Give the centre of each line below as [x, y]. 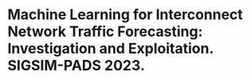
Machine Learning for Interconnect [125, 15]
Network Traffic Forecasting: [105, 32]
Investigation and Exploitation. [111, 49]
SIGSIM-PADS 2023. [76, 66]
